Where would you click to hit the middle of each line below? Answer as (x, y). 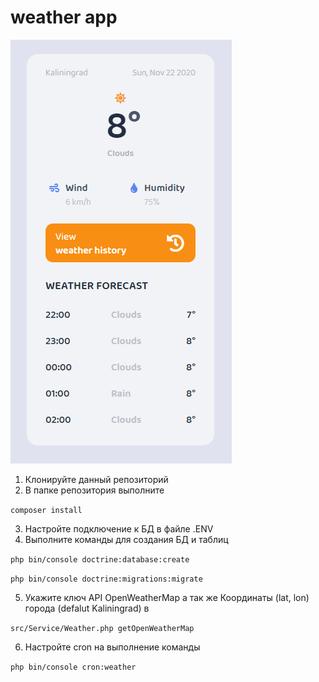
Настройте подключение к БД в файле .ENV (119, 528)
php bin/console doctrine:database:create (100, 559)
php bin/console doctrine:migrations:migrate (106, 579)
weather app (64, 17)
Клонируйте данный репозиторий (96, 479)
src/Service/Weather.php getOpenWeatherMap (102, 628)
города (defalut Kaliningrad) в (87, 608)
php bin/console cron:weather (73, 667)
